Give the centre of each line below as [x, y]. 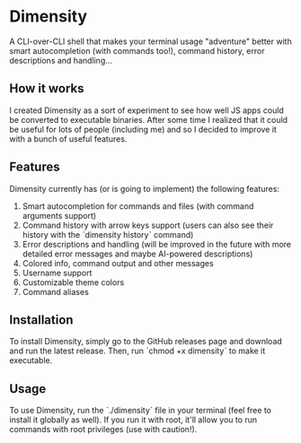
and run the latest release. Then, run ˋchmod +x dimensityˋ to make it [137, 351]
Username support [57, 273]
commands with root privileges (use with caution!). [103, 430]
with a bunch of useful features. [68, 139]
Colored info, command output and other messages [118, 263]
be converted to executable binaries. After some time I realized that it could [149, 119]
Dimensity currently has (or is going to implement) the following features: [145, 188]
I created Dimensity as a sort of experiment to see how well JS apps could [147, 110]
